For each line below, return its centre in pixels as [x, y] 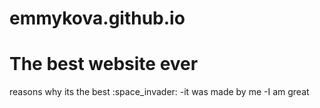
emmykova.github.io [97, 18]
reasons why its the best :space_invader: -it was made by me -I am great [159, 92]
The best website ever [104, 64]
